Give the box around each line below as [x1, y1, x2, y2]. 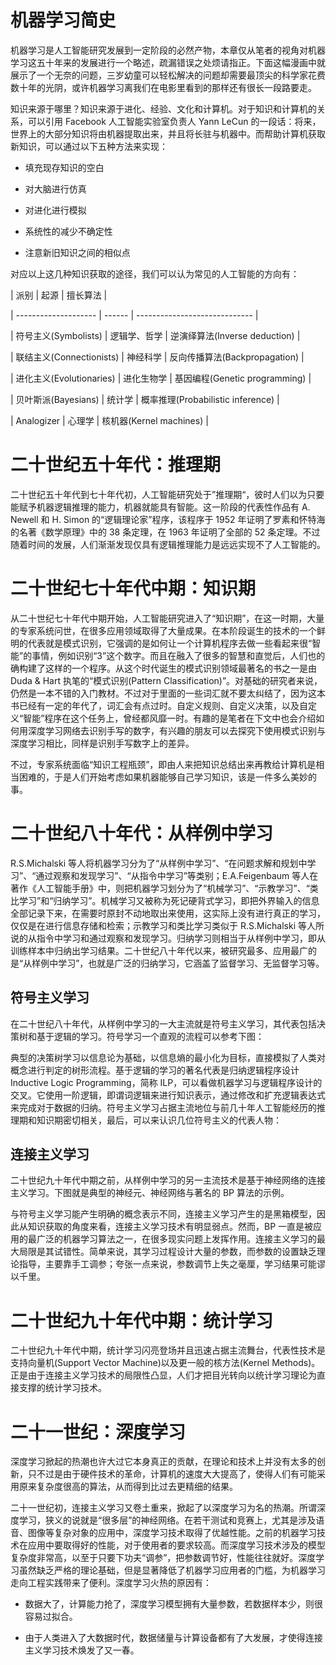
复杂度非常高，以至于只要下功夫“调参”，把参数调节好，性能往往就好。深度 [10, 1552, 317, 1564]
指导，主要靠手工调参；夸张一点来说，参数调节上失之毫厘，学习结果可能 [18, 1258, 317, 1270]
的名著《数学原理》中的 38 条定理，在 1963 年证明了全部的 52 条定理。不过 [10, 526, 321, 538]
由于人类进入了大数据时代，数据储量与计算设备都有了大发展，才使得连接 [24, 1632, 323, 1644]
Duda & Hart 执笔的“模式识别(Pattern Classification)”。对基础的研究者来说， [10, 674, 323, 686]
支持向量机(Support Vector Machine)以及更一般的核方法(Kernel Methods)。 [10, 1357, 321, 1369]
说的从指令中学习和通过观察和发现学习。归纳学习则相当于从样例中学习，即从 [10, 932, 326, 944]
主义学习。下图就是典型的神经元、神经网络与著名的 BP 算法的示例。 [10, 1187, 290, 1199]
